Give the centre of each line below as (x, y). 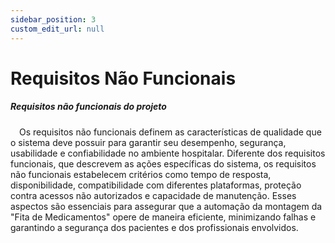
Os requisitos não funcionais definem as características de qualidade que (170, 132)
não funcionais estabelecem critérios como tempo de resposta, (141, 174)
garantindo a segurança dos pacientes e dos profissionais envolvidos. (154, 227)
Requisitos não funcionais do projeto (88, 107)
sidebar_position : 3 (53, 19)
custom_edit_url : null (57, 29)
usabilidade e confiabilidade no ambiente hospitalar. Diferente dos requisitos (168, 153)
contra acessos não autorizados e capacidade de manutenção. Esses (153, 195)
